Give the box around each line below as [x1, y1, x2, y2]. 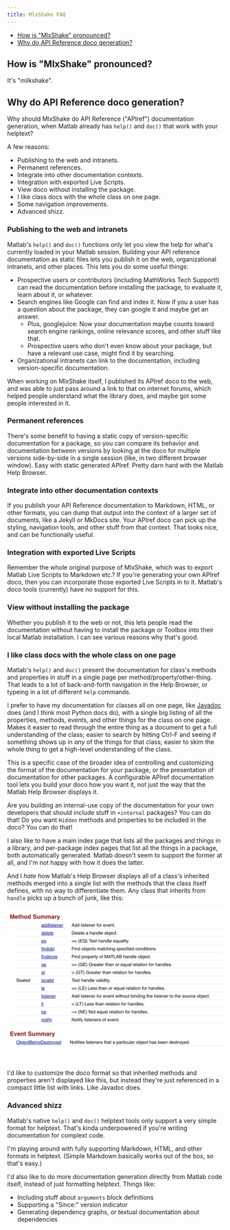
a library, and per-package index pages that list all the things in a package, [7, 844, 218, 852]
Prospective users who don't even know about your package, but [27, 341, 212, 350]
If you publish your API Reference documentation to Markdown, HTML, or [7, 501, 215, 510]
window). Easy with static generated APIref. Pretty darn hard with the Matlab [7, 461, 224, 469]
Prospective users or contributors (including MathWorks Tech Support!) [16, 276, 220, 284]
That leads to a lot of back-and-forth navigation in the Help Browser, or [7, 680, 208, 689]
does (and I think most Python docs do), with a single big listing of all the [7, 709, 213, 717]
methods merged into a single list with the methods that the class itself [7, 879, 207, 887]
